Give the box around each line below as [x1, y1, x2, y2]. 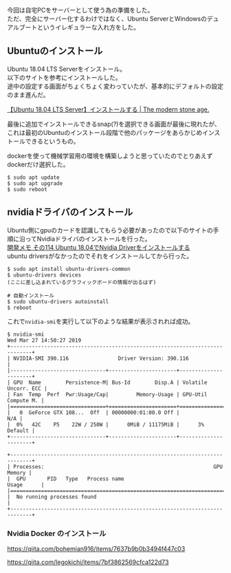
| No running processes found [7, 493, 97, 500]
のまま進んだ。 [7, 90, 49, 98]
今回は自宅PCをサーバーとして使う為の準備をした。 [7, 6, 154, 14]
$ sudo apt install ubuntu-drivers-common [7, 266, 131, 272]
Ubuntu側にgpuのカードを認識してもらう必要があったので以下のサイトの [7, 226, 213, 234]
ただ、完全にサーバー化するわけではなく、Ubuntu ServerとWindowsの [7, 14, 208, 23]
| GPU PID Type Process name [7, 475, 125, 482]
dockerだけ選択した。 [7, 160, 69, 169]
